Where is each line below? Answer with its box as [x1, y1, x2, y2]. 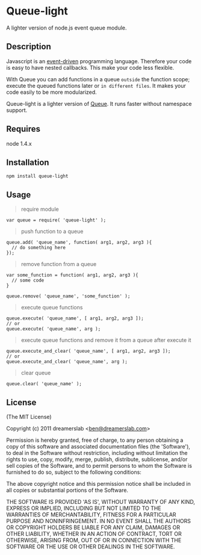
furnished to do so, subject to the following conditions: [6, 468, 141, 476]
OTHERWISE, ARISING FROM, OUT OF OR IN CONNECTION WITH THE [6, 537, 182, 544]
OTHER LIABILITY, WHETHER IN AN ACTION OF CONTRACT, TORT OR [6, 530, 182, 537]
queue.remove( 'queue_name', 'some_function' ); [6, 293, 131, 299]
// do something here [11, 245, 66, 251]
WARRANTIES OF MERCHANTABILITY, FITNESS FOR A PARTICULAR [6, 511, 176, 518]
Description [6, 42, 51, 52]
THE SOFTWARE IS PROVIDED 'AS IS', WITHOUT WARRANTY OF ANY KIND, [6, 498, 196, 505]
